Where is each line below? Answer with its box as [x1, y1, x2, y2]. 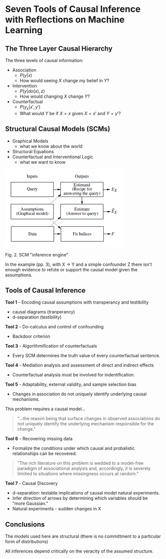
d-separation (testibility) [12, 314, 62, 320]
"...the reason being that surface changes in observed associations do [17, 416, 161, 422]
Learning [5, 25, 43, 36]
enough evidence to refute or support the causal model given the [5, 266, 138, 272]
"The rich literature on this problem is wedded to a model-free [17, 460, 144, 466]
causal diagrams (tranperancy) [12, 309, 75, 315]
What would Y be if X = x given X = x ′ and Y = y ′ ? [19, 110, 121, 116]
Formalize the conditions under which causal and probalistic [12, 445, 135, 451]
